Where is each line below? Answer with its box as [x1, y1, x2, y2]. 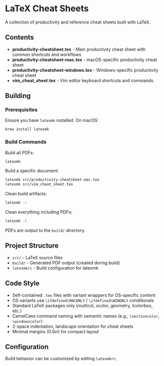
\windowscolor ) [12, 318, 43, 324]
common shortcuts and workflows [12, 51, 82, 57]
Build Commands [5, 138, 47, 145]
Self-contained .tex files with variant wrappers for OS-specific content [12, 292, 156, 298]
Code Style [5, 279, 40, 288]
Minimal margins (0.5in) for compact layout [12, 328, 99, 334]
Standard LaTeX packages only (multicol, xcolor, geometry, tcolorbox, [12, 302, 153, 308]
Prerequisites [5, 106, 38, 113]
